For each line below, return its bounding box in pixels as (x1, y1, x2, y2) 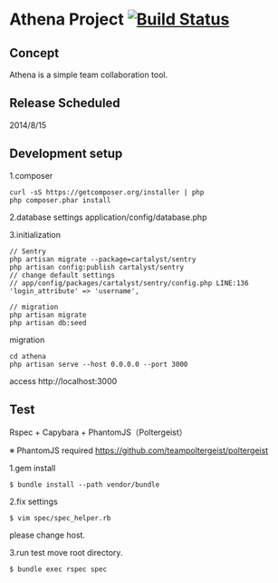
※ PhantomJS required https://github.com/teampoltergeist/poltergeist (9, 445, 269, 456)
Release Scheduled (9, 95, 120, 111)
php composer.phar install (9, 195, 111, 204)
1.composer (9, 170, 53, 181)
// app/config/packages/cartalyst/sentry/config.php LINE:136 (9, 278, 249, 288)
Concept (9, 45, 60, 61)
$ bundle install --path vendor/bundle (9, 480, 160, 489)
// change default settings (9, 271, 116, 280)
